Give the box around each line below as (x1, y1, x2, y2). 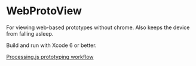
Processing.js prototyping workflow (6, 53, 94, 60)
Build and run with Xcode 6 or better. (6, 42, 97, 49)
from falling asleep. (6, 30, 54, 37)
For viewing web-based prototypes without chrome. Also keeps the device (6, 24, 190, 31)
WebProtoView (6, 4, 82, 18)
